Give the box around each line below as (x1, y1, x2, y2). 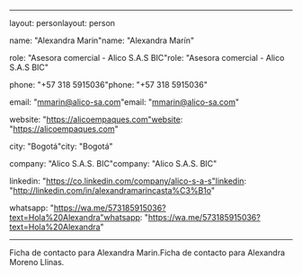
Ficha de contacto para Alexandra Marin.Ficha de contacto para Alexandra (9, 247, 286, 258)
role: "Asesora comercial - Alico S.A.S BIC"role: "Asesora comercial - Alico (9, 53, 285, 63)
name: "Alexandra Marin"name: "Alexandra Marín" (9, 35, 195, 46)
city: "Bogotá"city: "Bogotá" (9, 141, 114, 151)
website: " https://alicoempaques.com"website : (9, 114, 183, 125)
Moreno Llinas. (9, 257, 65, 267)
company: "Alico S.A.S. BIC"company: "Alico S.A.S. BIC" (9, 159, 218, 168)
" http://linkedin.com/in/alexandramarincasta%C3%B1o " (9, 185, 216, 195)
